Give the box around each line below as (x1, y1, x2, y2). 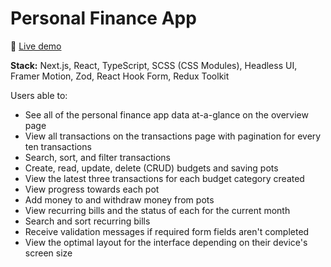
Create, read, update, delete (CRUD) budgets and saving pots (24, 162, 279, 174)
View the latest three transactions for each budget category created (24, 172, 305, 184)
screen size (24, 247, 73, 259)
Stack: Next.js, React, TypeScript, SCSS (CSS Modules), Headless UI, (10, 59, 298, 71)
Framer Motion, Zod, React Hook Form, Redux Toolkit (10, 70, 230, 82)
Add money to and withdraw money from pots (24, 193, 215, 206)
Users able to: (10, 89, 68, 101)
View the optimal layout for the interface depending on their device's (24, 236, 308, 248)
